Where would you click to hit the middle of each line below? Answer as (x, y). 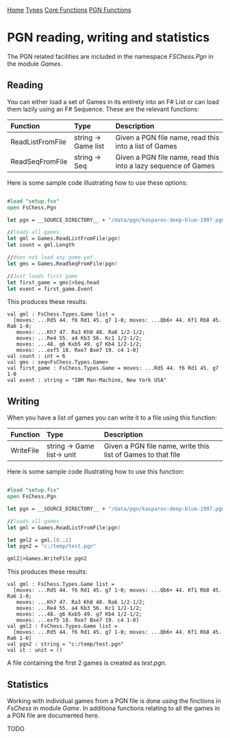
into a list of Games (146, 146)
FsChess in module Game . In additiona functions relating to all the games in (114, 708)
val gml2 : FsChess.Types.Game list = (62, 626)
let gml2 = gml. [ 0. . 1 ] (39, 540)
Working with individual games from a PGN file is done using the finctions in (114, 701)
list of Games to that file (142, 455)
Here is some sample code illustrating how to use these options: (98, 182)
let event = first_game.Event (50, 289)
